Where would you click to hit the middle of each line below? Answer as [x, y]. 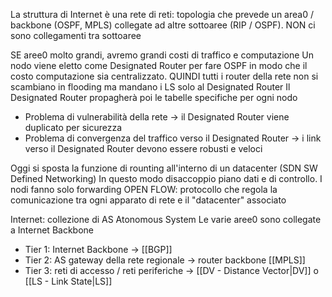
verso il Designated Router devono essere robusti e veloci [143, 148]
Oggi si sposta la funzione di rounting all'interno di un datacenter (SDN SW [164, 168]
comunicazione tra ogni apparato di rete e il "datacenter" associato [148, 200]
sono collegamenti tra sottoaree [76, 35]
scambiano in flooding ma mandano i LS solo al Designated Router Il [150, 87]
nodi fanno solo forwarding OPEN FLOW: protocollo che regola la [144, 189]
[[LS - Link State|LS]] [68, 281]
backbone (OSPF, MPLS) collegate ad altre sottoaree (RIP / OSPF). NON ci [163, 25]
